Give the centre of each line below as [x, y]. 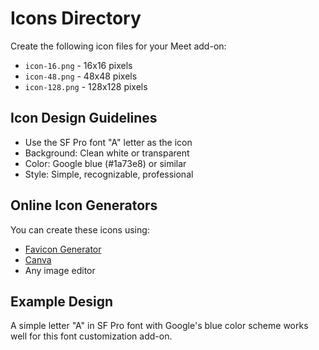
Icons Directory [76, 18]
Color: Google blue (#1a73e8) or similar [105, 163]
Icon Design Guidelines [84, 118]
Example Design [62, 301]
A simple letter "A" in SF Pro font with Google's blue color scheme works [159, 326]
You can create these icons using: [80, 229]
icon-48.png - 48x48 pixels [81, 76]
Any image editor [60, 270]
